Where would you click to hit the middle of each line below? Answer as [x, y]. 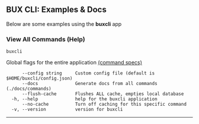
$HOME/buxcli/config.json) [39, 79]
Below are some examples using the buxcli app [64, 24]
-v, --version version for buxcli [67, 110]
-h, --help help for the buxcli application [85, 99]
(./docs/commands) [29, 89]
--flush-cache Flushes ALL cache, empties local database [103, 94]
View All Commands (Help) [46, 39]
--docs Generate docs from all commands [90, 84]
